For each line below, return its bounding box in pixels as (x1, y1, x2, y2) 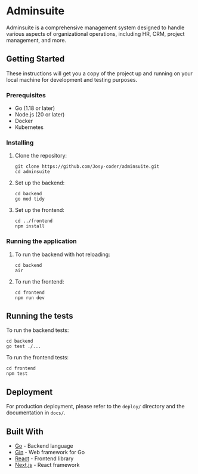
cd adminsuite (14, 169, 50, 175)
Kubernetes (14, 124, 44, 131)
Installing (6, 138, 34, 147)
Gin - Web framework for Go (14, 449, 85, 456)
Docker (14, 118, 33, 125)
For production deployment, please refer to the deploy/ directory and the (6, 403, 185, 410)
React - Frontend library (14, 455, 74, 462)
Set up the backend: (14, 179, 65, 186)
